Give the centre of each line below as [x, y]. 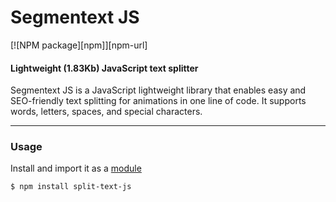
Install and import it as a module [76, 168]
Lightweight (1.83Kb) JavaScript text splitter [104, 68]
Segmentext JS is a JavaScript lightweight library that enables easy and [158, 90]
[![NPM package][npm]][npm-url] [79, 45]
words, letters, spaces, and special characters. [106, 112]
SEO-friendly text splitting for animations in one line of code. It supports [158, 101]
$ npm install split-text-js [71, 187]
